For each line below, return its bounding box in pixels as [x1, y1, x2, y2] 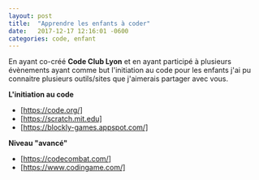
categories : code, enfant [8, 34, 96, 43]
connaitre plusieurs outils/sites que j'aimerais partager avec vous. [8, 74, 229, 84]
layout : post [8, 11, 53, 20]
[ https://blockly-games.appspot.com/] [19, 122, 149, 132]
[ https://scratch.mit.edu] [19, 114, 103, 124]
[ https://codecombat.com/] [19, 154, 112, 164]
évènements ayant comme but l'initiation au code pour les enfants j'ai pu [8, 66, 252, 75]
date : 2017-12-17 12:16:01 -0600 [8, 27, 129, 35]
